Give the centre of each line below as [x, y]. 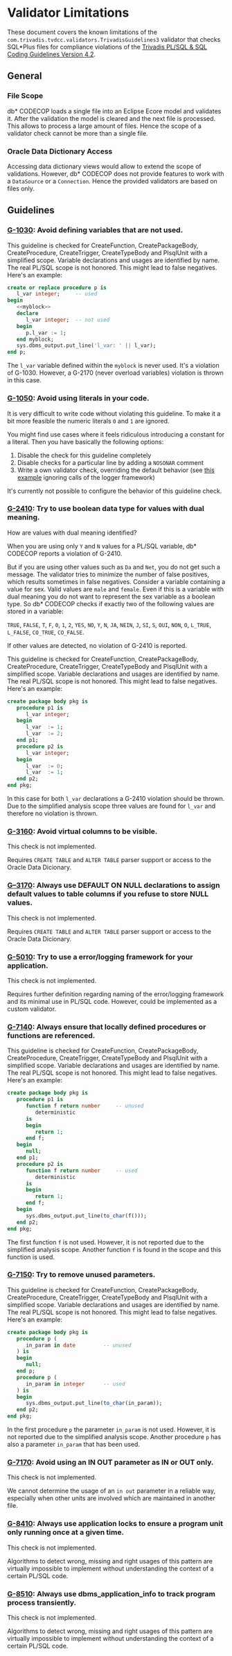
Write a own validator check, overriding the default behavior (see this [116, 470]
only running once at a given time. [66, 1532]
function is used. [31, 1257]
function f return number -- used [81, 1170]
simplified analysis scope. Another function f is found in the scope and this [114, 1249]
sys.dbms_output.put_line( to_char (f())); [86, 1216]
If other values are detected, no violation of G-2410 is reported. [97, 645]
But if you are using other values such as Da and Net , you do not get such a [114, 567]
